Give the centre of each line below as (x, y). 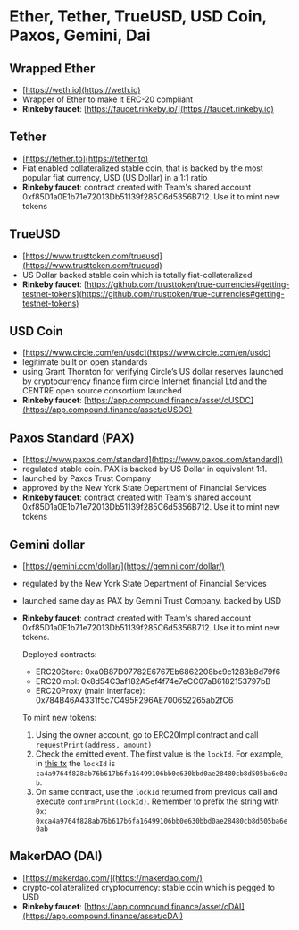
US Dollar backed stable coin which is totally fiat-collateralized (137, 275)
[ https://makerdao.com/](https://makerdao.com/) (112, 877)
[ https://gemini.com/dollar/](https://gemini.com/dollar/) (123, 566)
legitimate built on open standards (85, 362)
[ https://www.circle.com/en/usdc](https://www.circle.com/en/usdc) (146, 353)
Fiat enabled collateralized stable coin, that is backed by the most (142, 168)
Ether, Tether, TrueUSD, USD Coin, (138, 17)
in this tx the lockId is (75, 764)
